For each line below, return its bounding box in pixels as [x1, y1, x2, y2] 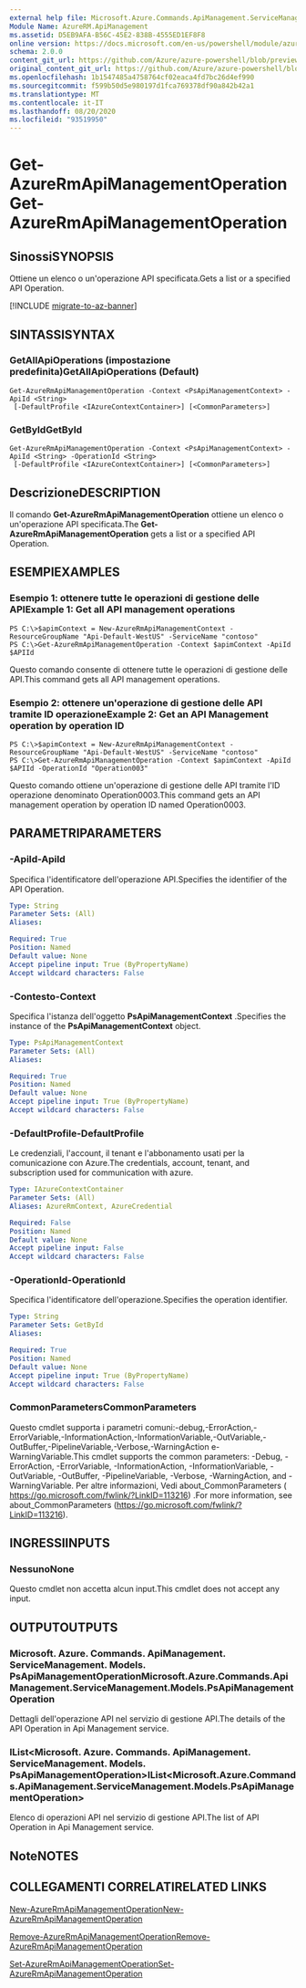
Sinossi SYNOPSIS [9, 248, 114, 265]
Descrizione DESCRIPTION [9, 484, 161, 500]
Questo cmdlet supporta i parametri [9, 1421, 144, 1432]
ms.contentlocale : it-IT [9, 98, 104, 108]
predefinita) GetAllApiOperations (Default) [9, 366, 199, 379]
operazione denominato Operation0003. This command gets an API [9, 789, 261, 800]
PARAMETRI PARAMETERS [9, 826, 162, 841]
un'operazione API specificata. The [9, 518, 139, 529]
